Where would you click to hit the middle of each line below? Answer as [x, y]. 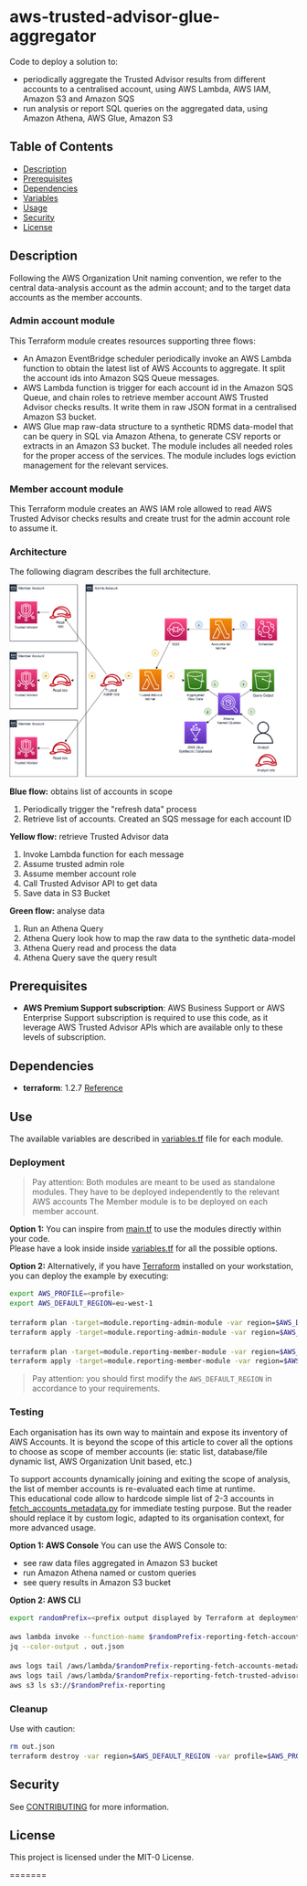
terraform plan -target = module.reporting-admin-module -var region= [143, 1322]
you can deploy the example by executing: [89, 1276]
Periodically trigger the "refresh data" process [110, 809]
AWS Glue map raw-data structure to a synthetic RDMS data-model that [158, 426]
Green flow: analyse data [57, 910]
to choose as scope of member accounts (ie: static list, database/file [138, 1451]
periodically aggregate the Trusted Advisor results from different [144, 79]
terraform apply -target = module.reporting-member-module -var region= [147, 1362]
